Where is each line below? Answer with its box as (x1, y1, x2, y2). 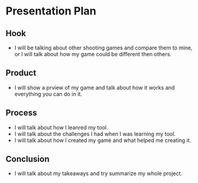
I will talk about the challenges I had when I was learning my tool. (14, 130, 176, 137)
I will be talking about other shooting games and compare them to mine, (14, 44, 193, 51)
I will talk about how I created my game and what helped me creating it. (14, 137, 191, 144)
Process (5, 108, 37, 118)
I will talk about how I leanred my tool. (14, 123, 108, 131)
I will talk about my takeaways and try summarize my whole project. (14, 170, 183, 177)
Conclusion (5, 154, 50, 164)
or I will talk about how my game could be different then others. (14, 51, 172, 58)
